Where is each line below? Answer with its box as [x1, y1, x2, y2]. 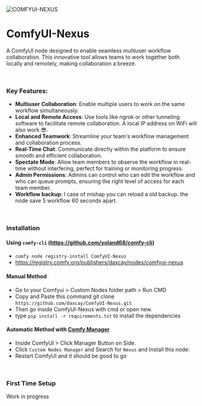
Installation [6, 224, 41, 233]
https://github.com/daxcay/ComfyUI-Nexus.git [15, 300, 132, 306]
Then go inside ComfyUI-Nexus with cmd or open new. [15, 305, 152, 313]
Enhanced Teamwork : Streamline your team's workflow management [15, 133, 189, 140]
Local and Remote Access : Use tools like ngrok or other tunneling [15, 113, 180, 121]
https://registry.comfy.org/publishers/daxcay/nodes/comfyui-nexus [15, 259, 183, 266]
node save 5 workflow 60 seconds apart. [15, 197, 118, 204]
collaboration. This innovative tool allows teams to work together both [6, 53, 180, 61]
